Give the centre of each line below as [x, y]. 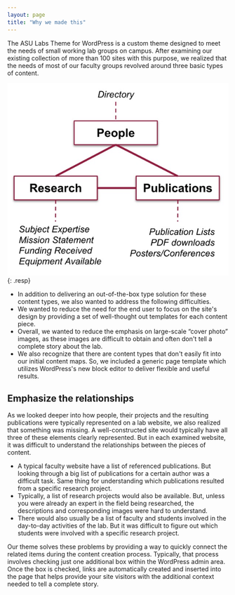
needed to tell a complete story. [53, 584]
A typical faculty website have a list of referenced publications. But [114, 466]
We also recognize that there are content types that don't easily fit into [119, 354]
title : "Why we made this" [47, 22]
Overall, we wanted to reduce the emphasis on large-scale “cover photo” [122, 332]
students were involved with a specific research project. [99, 533]
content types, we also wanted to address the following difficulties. [114, 302]
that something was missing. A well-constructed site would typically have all [117, 430]
